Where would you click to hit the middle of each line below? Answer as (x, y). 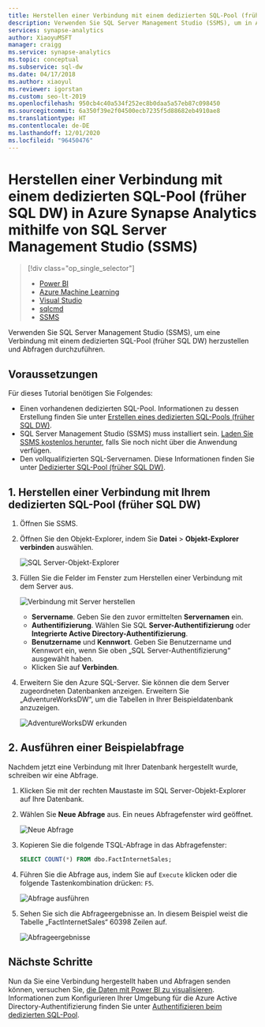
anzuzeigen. (40, 708)
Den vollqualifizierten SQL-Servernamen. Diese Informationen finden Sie (137, 459)
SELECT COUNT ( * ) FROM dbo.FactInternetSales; (95, 859)
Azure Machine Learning (79, 292)
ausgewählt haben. (62, 659)
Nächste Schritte (50, 962)
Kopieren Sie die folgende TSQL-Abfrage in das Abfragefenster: (123, 845)
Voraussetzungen (53, 374)
